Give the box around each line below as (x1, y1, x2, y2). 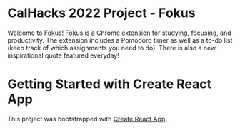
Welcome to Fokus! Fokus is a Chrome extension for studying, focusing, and (7, 28, 231, 37)
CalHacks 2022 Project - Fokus (7, 5, 196, 21)
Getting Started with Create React (7, 76, 212, 92)
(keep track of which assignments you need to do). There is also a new (7, 43, 216, 52)
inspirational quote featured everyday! (7, 51, 120, 60)
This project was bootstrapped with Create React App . (7, 114, 168, 123)
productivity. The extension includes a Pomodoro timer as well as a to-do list (7, 36, 233, 44)
